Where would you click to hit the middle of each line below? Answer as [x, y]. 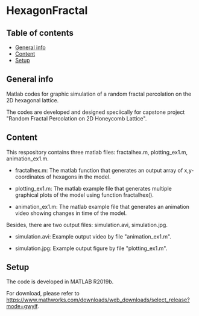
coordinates [30, 177]
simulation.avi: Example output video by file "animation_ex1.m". [93, 236]
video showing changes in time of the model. [71, 213]
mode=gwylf [22, 306]
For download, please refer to [43, 294]
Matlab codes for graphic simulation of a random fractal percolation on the [99, 94]
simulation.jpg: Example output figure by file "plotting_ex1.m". [91, 248]
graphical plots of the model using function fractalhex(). [84, 195]
